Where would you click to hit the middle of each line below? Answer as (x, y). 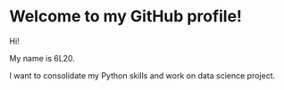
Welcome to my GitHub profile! (126, 16)
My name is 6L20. (42, 58)
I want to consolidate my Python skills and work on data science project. (142, 75)
